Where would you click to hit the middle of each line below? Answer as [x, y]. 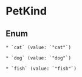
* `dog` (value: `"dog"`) [38, 58]
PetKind [26, 11]
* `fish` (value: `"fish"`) [41, 69]
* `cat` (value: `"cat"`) [38, 47]
